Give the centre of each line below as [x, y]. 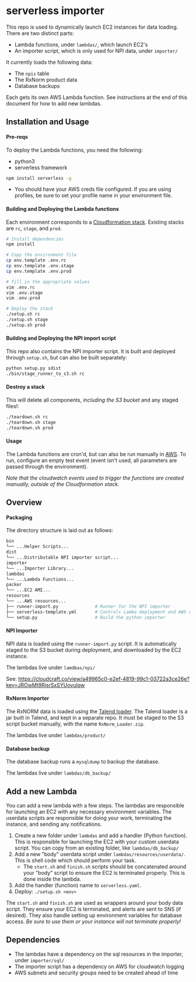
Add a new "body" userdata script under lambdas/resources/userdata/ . [100, 854]
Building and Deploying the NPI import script [61, 338]
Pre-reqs [17, 136]
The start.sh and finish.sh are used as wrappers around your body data [94, 902]
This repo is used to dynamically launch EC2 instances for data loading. [92, 27]
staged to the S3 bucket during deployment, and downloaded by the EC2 [94, 650]
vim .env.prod [23, 298]
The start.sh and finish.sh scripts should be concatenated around [105, 866]
